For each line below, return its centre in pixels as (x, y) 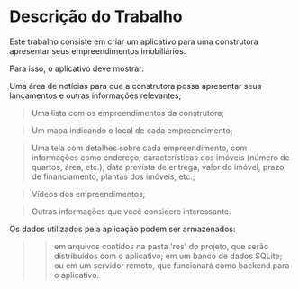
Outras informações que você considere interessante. (131, 211)
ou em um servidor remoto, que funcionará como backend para (172, 265)
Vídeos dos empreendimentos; (88, 194)
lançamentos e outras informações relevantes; (95, 95)
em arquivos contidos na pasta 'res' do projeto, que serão (161, 246)
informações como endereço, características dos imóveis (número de (160, 157)
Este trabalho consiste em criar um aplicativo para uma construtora (134, 41)
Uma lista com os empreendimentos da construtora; (128, 113)
